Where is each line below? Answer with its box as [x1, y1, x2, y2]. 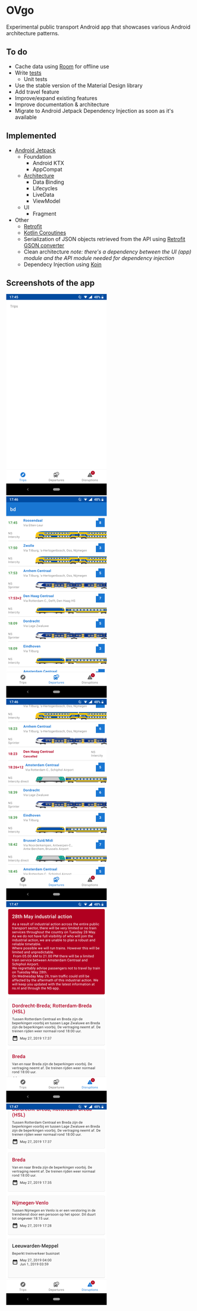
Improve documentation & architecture [14, 101, 110, 108]
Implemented [6, 131, 57, 141]
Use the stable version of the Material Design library [14, 82, 143, 89]
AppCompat [32, 165, 62, 173]
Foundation [23, 153, 52, 160]
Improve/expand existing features [14, 94, 98, 101]
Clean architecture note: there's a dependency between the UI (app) [23, 248, 192, 255]
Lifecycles [32, 184, 58, 191]
